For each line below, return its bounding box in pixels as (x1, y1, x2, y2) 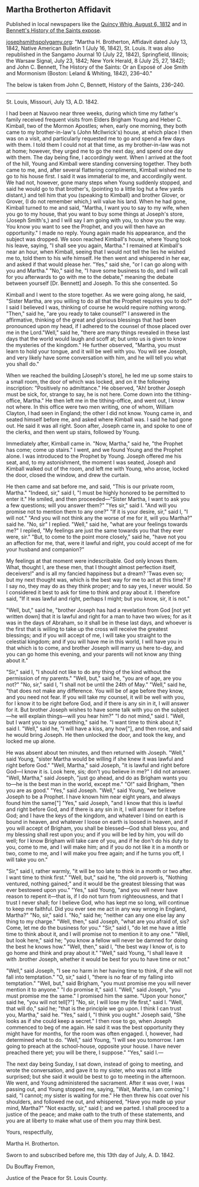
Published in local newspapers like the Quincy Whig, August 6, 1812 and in (6, 20, 187, 27)
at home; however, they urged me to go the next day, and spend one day (6, 147, 184, 155)
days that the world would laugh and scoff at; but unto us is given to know (6, 335, 187, 342)
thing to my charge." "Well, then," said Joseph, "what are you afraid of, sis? (6, 917, 190, 925)
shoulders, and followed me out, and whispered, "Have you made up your (6, 1098, 186, 1105)
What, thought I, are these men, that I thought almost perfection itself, (6, 563, 176, 570)
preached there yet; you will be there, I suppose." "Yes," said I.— (6, 1048, 164, 1056)
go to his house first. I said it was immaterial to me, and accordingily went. (6, 172, 187, 179)
